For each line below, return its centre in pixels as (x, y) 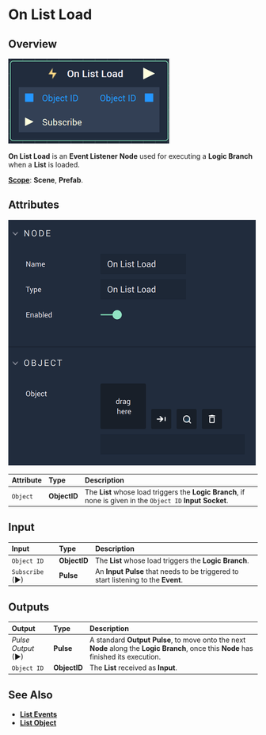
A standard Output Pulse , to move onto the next (168, 640)
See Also (30, 695)
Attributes (34, 205)
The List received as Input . (134, 668)
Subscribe (28, 572)
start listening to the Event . (139, 579)
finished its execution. (125, 656)
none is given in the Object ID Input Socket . (156, 500)
